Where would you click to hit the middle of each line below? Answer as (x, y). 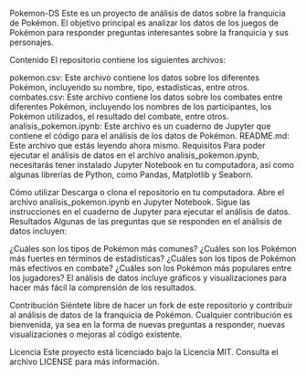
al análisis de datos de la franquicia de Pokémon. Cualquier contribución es (151, 315)
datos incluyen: (38, 231)
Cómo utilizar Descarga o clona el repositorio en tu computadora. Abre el (147, 192)
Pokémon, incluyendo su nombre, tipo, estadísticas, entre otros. (129, 87)
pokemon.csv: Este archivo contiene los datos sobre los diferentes (135, 78)
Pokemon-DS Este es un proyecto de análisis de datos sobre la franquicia (148, 13)
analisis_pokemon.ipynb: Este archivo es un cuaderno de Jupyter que (140, 126)
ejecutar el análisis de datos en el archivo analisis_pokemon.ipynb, (135, 155)
